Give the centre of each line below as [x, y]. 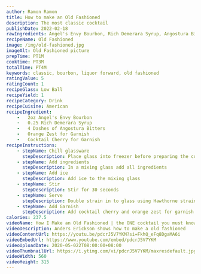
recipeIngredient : [29, 112]
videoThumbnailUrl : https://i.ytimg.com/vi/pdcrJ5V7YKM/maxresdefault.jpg [101, 251]
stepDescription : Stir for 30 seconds [70, 190]
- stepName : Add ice [42, 173]
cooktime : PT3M [25, 62]
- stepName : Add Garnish [48, 206]
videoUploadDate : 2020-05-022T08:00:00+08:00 [64, 245]
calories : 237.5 [26, 218]
